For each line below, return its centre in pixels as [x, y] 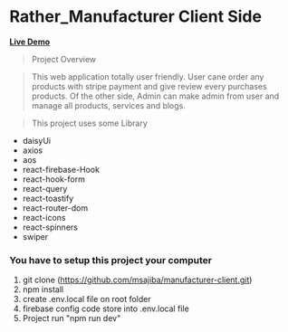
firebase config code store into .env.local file [106, 308]
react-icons [44, 217]
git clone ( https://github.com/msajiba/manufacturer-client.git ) [137, 280]
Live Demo [30, 42]
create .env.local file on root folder [86, 299]
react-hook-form [54, 179]
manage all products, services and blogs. [108, 105]
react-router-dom [55, 208]
